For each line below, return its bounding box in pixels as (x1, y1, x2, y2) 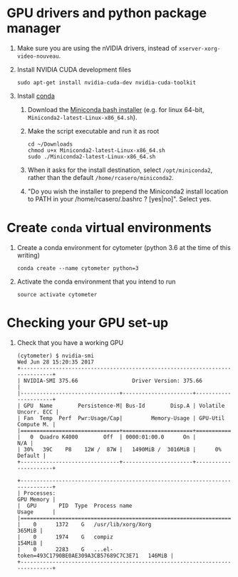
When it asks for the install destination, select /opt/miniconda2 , (27, 166, 213, 174)
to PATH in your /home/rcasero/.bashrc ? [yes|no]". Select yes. (27, 194, 212, 203)
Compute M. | (16, 421, 56, 428)
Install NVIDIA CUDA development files (16, 65, 132, 74)
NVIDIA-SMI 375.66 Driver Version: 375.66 (24, 377, 203, 384)
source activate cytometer (16, 291, 98, 298)
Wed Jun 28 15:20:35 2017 (16, 358, 94, 366)
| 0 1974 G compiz (16, 533, 113, 541)
